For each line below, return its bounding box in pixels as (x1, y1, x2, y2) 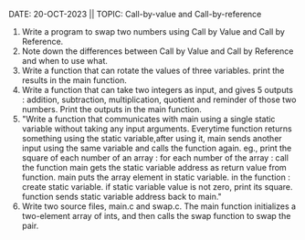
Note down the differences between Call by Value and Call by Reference (21, 46, 294, 57)
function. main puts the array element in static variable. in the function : (21, 172, 291, 183)
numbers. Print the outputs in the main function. (21, 104, 203, 114)
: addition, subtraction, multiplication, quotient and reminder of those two (21, 94, 297, 105)
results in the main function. (21, 75, 127, 86)
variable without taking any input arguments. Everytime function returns (21, 123, 293, 134)
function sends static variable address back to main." (21, 192, 223, 202)
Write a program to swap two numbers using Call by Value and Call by (21, 26, 285, 37)
